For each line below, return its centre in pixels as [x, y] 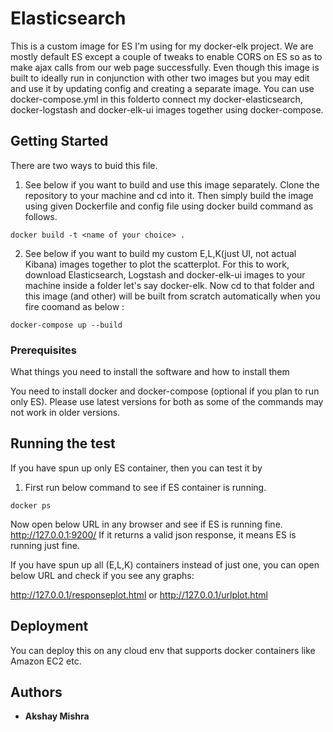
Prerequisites [43, 350]
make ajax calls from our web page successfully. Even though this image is [165, 67]
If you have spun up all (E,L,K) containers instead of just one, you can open [165, 564]
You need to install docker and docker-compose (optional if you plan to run [165, 391]
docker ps [31, 505]
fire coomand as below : [74, 306]
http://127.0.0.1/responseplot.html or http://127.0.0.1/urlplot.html [139, 594]
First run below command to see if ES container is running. [145, 487]
